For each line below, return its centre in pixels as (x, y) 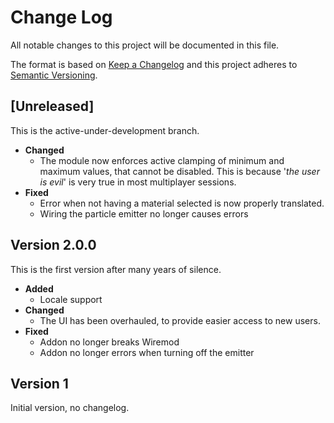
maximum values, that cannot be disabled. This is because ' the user (179, 171)
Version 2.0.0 (53, 245)
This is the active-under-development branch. (105, 130)
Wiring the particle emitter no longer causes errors (144, 213)
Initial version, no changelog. (70, 408)
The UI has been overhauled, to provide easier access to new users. (180, 320)
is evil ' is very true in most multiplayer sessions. (138, 182)
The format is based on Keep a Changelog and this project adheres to (154, 64)
